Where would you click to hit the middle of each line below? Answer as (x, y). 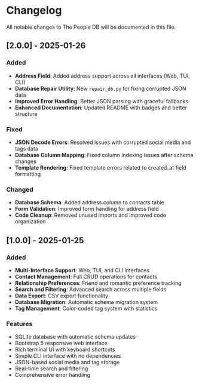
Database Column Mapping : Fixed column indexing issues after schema (104, 155)
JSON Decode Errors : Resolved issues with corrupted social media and (103, 142)
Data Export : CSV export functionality (62, 296)
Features (19, 324)
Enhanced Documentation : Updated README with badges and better (101, 107)
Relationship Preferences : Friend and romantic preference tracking (98, 283)
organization (30, 222)
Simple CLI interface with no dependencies (68, 356)
